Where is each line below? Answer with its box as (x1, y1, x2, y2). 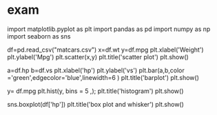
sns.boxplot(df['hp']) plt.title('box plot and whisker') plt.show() (7, 100, 185, 108)
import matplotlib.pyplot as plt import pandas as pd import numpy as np (7, 25, 211, 33)
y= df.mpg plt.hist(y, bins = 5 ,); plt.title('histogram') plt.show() (7, 87, 184, 95)
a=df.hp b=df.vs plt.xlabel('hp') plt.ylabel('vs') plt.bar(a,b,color (7, 66, 185, 74)
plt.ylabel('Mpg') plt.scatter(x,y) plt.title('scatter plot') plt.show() (7, 52, 189, 61)
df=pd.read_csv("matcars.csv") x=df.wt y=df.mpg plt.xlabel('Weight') (7, 45, 205, 54)
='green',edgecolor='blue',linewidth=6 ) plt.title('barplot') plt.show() (7, 73, 200, 81)
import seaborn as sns (7, 32, 71, 40)
